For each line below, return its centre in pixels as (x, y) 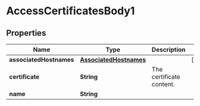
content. (163, 84)
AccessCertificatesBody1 (71, 11)
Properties (26, 33)
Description (168, 50)
